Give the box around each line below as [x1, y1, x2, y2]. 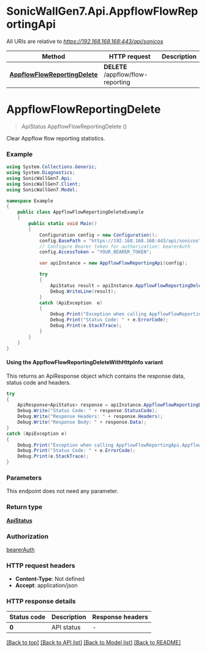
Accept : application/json [15, 581, 78, 589]
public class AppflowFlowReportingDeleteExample [17, 209, 144, 215]
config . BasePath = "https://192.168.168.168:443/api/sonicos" [39, 237, 202, 244]
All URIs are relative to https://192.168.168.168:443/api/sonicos [6, 37, 164, 45]
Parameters [6, 474, 42, 482]
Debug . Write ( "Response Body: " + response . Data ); [17, 419, 147, 425]
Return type [6, 503, 43, 512]
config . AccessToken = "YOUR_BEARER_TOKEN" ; [39, 249, 152, 255]
